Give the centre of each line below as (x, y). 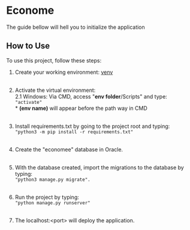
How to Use (28, 46)
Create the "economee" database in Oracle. (69, 149)
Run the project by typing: (47, 197)
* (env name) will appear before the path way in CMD (81, 108)
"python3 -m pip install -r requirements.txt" (74, 132)
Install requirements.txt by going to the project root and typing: (92, 126)
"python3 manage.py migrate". (53, 180)
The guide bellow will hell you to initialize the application (76, 27)
